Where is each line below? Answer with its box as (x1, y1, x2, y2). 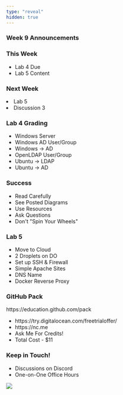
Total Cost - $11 (14, 336, 53, 343)
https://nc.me (14, 324, 49, 331)
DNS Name (14, 271, 43, 278)
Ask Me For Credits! (14, 330, 64, 337)
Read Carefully (14, 192, 52, 200)
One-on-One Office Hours (14, 371, 79, 378)
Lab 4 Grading (6, 119, 48, 127)
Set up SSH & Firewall (14, 258, 68, 266)
